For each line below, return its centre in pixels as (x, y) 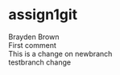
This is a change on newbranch (60, 53)
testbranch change (39, 62)
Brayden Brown (34, 37)
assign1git (43, 15)
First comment (32, 45)
